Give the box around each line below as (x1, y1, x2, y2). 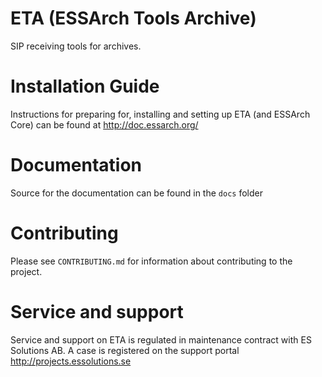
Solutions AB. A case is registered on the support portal (10, 344, 240, 356)
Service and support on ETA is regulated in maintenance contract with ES (10, 333, 312, 346)
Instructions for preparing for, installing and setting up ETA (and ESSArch (10, 108, 311, 120)
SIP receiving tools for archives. (10, 40, 142, 52)
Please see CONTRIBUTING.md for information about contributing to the (10, 255, 293, 267)
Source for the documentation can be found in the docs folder (10, 187, 263, 199)
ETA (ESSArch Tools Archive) (10, 7, 257, 30)
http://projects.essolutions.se (10, 355, 132, 367)
